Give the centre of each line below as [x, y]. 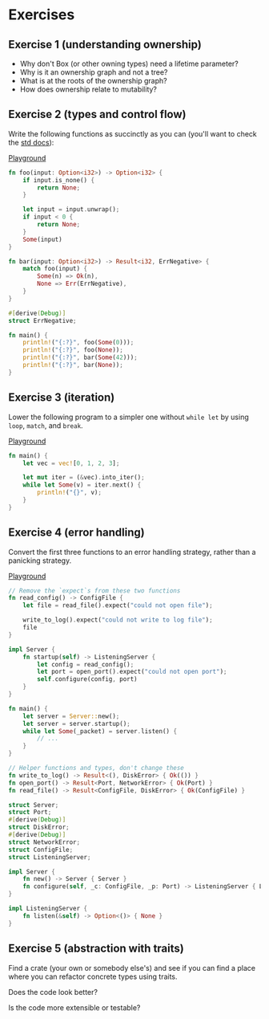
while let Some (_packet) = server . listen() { [100, 731]
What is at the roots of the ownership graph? [93, 81]
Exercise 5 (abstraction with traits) [96, 949]
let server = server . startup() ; [76, 723]
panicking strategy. [40, 560]
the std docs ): [31, 142]
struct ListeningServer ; [50, 857]
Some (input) [42, 239]
